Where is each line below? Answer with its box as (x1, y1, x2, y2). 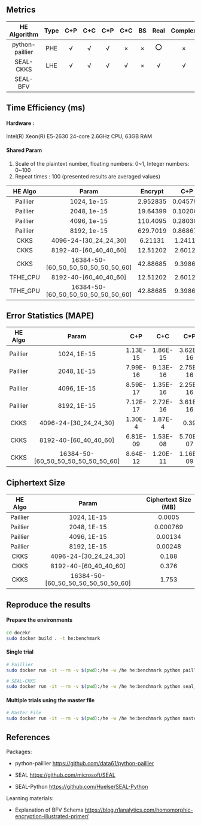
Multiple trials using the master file (6, 696, 95, 703)
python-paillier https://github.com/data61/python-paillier (14, 760, 154, 767)
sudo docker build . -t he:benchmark (6, 635, 100, 642)
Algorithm (9, 30, 39, 38)
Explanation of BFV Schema (14, 806, 84, 813)
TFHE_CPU (9, 273, 40, 281)
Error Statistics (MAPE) (6, 311, 95, 321)
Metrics (6, 5, 36, 15)
